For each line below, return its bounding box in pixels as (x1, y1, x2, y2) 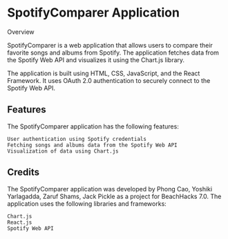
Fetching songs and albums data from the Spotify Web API (7, 142, 178, 149)
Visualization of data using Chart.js (7, 147, 119, 155)
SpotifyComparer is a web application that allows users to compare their (7, 41, 213, 49)
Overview (7, 28, 35, 36)
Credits (7, 166, 40, 178)
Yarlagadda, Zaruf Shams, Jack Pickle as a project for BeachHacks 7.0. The (7, 192, 222, 200)
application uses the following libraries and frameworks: (7, 199, 167, 208)
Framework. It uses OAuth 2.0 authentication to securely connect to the (7, 76, 211, 84)
